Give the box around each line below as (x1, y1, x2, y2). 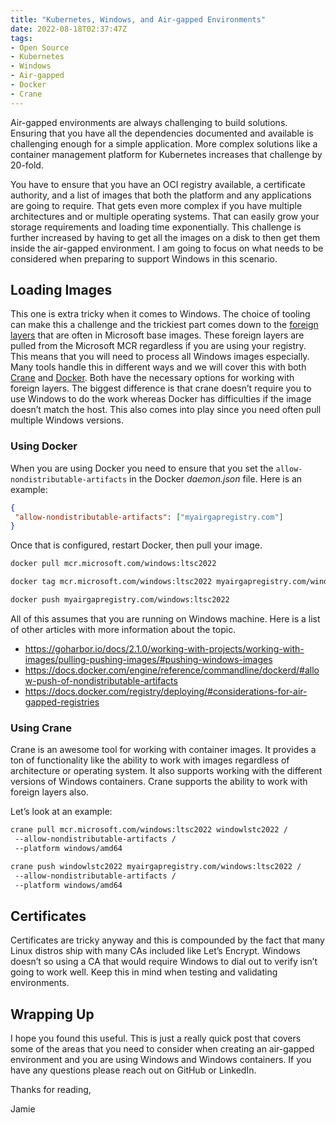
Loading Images (10, 282, 113, 299)
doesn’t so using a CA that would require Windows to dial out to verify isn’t (10, 956, 318, 968)
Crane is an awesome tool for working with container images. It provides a (10, 744, 317, 756)
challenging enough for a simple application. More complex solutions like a (10, 137, 318, 150)
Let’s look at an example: (10, 806, 113, 818)
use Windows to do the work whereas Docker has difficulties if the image (10, 393, 312, 405)
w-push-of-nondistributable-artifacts (24, 674, 178, 686)
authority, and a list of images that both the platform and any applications (10, 189, 312, 201)
